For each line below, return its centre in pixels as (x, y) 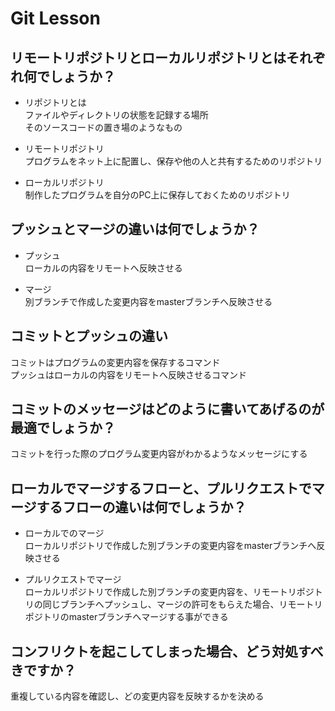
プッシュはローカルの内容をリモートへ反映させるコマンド (128, 374)
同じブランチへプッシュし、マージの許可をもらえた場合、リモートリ (182, 604)
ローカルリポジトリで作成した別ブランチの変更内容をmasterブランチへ (170, 546)
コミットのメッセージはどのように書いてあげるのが (167, 409)
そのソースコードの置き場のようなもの (103, 127)
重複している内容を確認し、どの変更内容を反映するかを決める (137, 696)
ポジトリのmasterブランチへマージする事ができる (126, 617)
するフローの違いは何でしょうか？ (141, 507)
